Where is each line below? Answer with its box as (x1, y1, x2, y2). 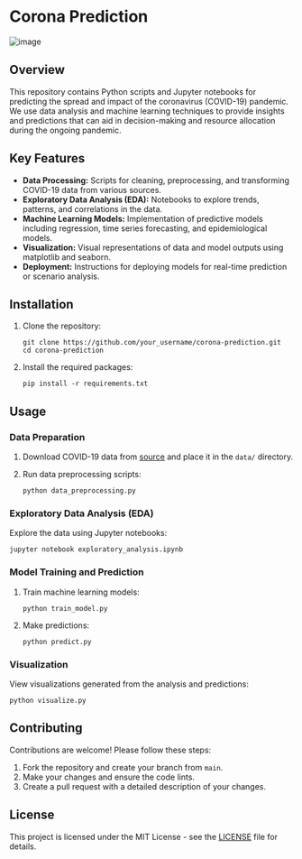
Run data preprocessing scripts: (22, 469, 142, 480)
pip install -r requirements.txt (22, 379, 149, 389)
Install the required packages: (22, 362, 133, 373)
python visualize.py (9, 696, 87, 705)
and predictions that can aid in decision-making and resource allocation (9, 115, 276, 125)
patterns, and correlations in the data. (22, 203, 163, 214)
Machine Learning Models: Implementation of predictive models (22, 213, 263, 224)
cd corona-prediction (22, 346, 104, 356)
